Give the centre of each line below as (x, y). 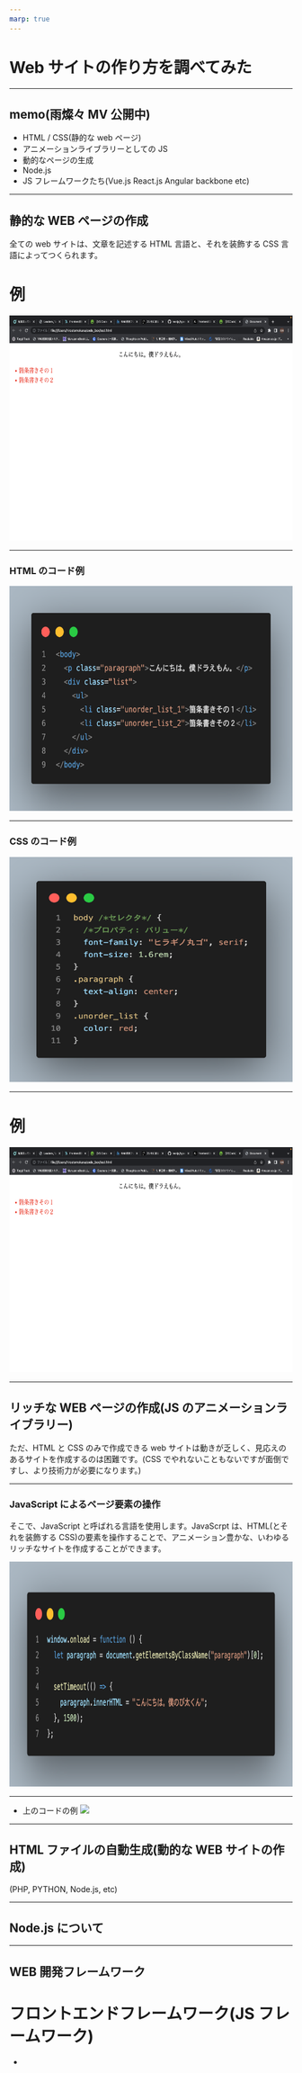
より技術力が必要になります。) (87, 1470)
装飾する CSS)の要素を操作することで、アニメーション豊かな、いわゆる (157, 1537)
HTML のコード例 (47, 571)
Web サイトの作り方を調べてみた (131, 67)
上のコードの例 (50, 1810)
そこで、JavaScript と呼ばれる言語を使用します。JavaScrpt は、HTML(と (145, 1526)
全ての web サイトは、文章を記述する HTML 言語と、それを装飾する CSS (144, 244)
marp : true (30, 19)
